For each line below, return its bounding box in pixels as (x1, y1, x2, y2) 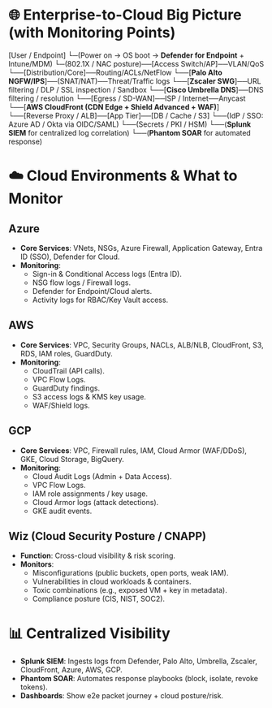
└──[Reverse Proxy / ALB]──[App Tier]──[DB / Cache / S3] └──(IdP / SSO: (8, 110, 264, 120)
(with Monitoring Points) (8, 24, 176, 42)
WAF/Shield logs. (32, 400, 91, 410)
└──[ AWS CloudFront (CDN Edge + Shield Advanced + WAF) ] (8, 101, 220, 111)
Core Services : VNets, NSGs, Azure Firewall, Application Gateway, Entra (19, 243, 263, 253)
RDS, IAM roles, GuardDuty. (19, 348, 113, 358)
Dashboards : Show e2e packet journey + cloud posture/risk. (19, 691, 224, 701)
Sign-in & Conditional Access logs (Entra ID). (32, 269, 183, 278)
